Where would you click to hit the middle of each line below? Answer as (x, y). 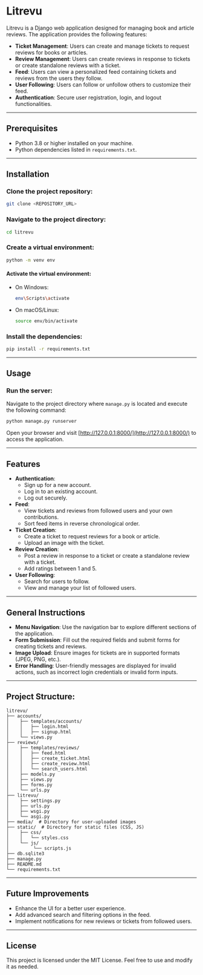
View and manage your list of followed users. (80, 588)
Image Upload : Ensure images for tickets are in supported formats (97, 653)
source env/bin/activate (46, 321)
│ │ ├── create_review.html (48, 763)
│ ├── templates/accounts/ (44, 721)
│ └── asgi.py (28, 817)
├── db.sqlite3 (25, 853)
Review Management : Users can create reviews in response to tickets (103, 59)
